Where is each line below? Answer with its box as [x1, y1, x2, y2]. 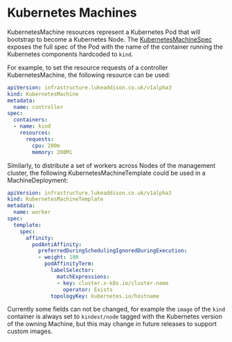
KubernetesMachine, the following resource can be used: [7, 71, 171, 79]
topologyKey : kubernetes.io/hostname [51, 293, 159, 300]
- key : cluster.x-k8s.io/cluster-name [56, 280, 169, 287]
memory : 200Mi [32, 148, 73, 155]
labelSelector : [51, 267, 95, 274]
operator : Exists [62, 286, 113, 293]
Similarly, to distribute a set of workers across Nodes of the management [7, 161, 216, 169]
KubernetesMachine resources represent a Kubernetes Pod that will [7, 28, 201, 36]
